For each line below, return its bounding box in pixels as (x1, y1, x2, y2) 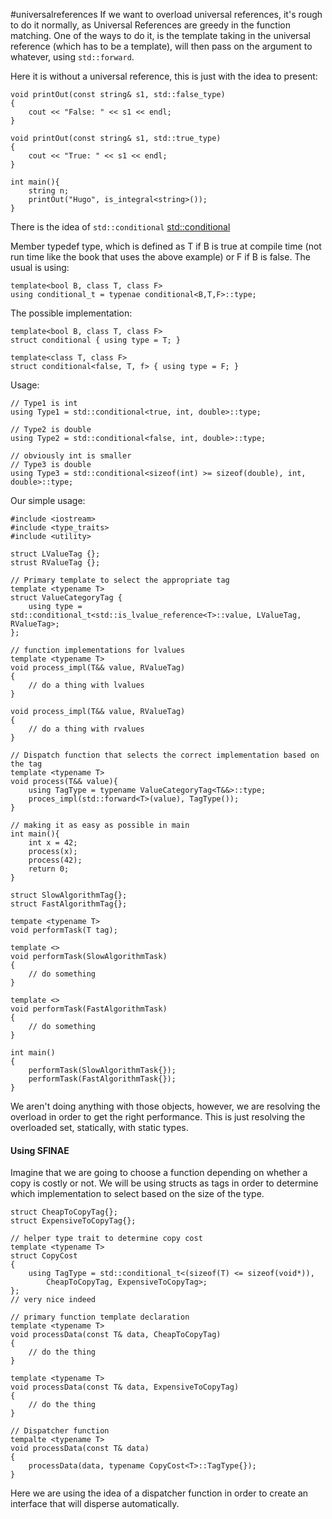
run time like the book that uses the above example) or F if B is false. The (10, 251, 311, 263)
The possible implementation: (10, 307, 133, 319)
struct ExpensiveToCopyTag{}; (10, 1216, 137, 1226)
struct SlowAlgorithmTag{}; (10, 890, 128, 900)
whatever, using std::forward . (10, 51, 135, 63)
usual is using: (10, 262, 70, 273)
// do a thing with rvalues (28, 724, 145, 734)
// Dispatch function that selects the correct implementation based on (10, 750, 320, 760)
